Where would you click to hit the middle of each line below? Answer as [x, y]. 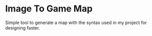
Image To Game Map [49, 9]
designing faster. [23, 27]
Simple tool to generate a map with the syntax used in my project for [76, 22]
